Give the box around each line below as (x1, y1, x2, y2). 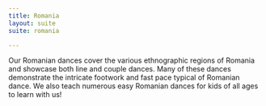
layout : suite (8, 19, 57, 27)
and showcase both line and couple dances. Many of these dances (8, 64, 232, 74)
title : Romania (8, 11, 60, 20)
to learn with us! (8, 90, 62, 100)
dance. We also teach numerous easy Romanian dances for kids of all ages (8, 81, 259, 91)
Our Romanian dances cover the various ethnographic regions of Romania (8, 55, 255, 65)
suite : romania (8, 26, 60, 35)
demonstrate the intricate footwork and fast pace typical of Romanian (8, 73, 240, 83)
